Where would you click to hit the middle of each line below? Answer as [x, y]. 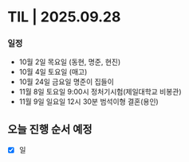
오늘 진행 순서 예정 [50, 129]
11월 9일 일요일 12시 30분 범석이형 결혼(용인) [89, 102]
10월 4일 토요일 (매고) [53, 72]
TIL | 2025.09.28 [64, 17]
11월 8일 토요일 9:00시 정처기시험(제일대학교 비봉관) [100, 92]
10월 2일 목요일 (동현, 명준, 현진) [70, 62]
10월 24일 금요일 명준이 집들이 [67, 82]
